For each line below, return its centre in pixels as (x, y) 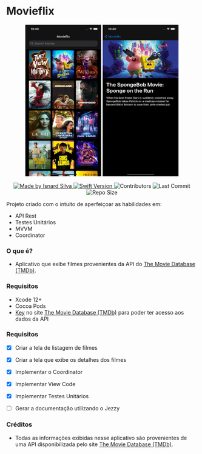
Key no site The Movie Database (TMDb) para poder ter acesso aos (99, 312)
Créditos (19, 424)
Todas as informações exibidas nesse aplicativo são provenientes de (101, 438)
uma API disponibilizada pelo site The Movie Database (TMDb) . (94, 444)
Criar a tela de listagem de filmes (56, 347)
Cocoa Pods (30, 306)
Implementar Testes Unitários (52, 396)
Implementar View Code (45, 384)
